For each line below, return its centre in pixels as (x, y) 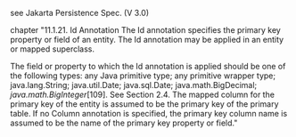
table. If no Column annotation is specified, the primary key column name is (149, 113)
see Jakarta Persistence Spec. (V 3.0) (80, 13)
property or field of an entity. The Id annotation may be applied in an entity (147, 40)
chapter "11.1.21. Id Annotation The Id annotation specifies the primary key (146, 30)
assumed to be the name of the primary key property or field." (124, 123)
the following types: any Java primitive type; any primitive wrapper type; (143, 76)
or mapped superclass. (53, 49)
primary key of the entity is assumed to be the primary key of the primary (144, 104)
